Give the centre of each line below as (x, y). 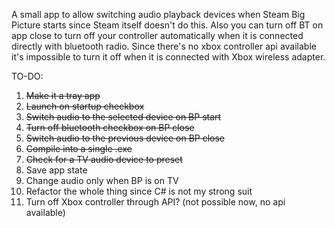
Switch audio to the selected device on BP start (123, 117)
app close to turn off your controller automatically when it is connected (157, 35)
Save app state (56, 170)
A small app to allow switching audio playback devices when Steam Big (158, 14)
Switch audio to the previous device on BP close (125, 138)
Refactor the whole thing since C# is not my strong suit (139, 191)
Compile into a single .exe (79, 148)
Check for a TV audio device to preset (104, 159)
